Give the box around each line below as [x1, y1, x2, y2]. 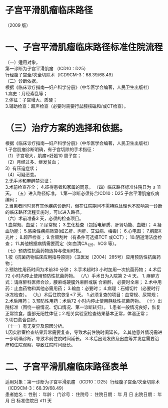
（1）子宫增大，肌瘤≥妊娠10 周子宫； [5, 153, 81, 159]
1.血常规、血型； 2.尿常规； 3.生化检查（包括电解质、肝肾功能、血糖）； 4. [5, 221, 157, 227]
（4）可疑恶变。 [5, 171, 39, 177]
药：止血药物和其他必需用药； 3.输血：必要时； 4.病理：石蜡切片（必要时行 [5, 285, 160, 291]
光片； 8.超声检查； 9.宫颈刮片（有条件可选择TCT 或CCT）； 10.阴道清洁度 [5, 234, 158, 240]
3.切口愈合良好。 [5, 317, 40, 323]
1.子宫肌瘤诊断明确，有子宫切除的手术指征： [5, 146, 96, 152]
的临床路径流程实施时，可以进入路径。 [5, 209, 84, 215]
